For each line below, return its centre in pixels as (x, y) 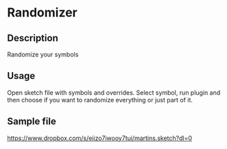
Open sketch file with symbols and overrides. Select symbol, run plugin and (114, 92)
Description (33, 38)
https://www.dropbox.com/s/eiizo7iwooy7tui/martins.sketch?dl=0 (100, 138)
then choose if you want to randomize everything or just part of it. (100, 100)
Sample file (32, 122)
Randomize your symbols (43, 54)
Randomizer (42, 13)
